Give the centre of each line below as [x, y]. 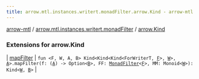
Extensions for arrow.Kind [45, 45]
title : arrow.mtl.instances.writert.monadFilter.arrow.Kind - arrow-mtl [100, 12]
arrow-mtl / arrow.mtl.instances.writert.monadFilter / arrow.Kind [86, 29]
